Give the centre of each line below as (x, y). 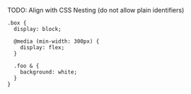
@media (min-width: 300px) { (57, 41)
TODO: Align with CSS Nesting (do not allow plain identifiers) (96, 10)
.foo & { (27, 66)
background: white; (49, 72)
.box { (17, 23)
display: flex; (42, 48)
